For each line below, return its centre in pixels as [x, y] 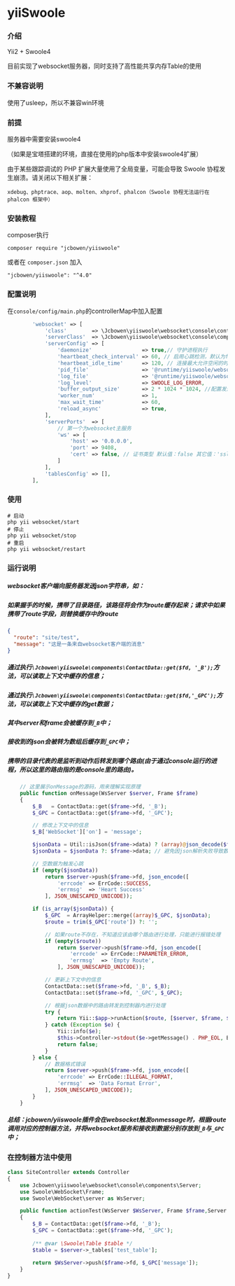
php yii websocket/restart [47, 549]
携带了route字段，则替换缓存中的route [63, 613]
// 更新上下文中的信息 [73, 980]
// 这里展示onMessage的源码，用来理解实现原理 [80, 787]
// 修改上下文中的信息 [60, 825]
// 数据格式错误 [65, 1064]
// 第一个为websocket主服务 [94, 428]
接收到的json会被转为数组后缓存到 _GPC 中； [69, 742]
